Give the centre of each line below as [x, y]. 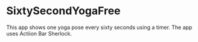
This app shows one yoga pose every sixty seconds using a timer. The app [99, 27]
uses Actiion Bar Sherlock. [39, 33]
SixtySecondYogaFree [63, 11]
